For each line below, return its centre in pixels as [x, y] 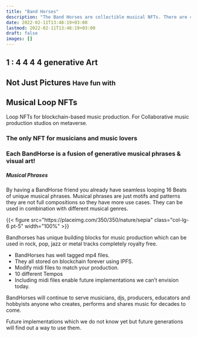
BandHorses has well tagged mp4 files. [62, 255]
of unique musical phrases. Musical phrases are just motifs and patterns [93, 196]
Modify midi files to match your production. [67, 268]
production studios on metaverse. [47, 123]
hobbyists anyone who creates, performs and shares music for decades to [96, 304]
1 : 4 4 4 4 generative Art [52, 63]
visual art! [21, 161]
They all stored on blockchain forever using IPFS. [74, 261]
